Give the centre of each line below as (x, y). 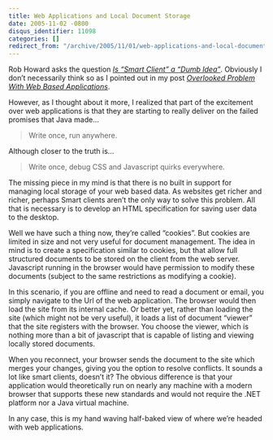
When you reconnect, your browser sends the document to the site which (132, 359)
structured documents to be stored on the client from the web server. (124, 259)
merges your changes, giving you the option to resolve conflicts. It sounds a (136, 368)
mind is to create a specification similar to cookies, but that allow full (123, 250)
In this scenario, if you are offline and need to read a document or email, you (136, 292)
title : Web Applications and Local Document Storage (100, 16)
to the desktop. (34, 217)
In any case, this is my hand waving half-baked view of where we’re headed (135, 419)
